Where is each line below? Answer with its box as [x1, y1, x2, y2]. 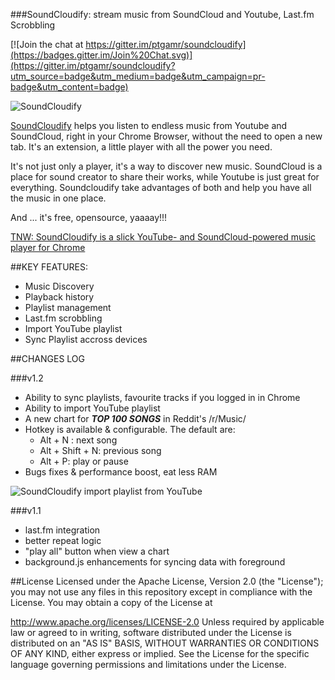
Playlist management [24, 302, 112, 313]
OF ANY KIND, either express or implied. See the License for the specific [10, 648, 310, 659]
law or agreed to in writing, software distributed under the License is [10, 627, 292, 638]
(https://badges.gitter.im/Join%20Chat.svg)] [10, 49, 193, 61]
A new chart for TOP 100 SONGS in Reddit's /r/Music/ [24, 413, 247, 424]
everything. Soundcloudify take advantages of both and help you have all [10, 182, 312, 193]
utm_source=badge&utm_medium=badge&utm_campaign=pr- [10, 70, 266, 82]
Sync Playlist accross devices [24, 334, 148, 345]
